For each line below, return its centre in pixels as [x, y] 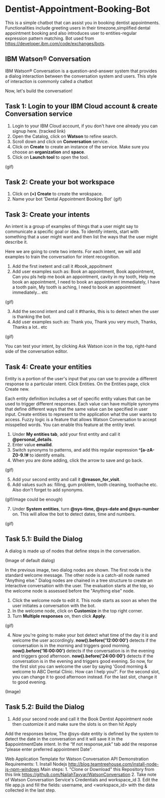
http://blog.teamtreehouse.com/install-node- [113, 764]
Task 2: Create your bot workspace [60, 182]
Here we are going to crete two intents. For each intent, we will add [73, 252]
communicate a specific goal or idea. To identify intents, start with [72, 231]
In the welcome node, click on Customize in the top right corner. [78, 611]
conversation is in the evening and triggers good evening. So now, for [82, 661]
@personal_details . [32, 439]
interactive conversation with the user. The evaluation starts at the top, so [79, 585]
